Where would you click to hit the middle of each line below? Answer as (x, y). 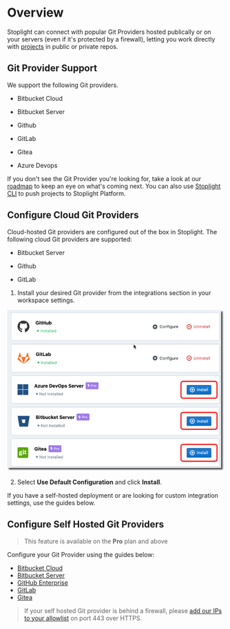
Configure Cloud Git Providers (73, 215)
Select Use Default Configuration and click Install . (89, 482)
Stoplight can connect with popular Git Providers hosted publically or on (109, 32)
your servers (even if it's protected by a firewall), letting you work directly (111, 39)
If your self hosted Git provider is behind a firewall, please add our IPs (123, 610)
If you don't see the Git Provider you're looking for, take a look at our (104, 178)
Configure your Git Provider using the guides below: (81, 554)
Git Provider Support (52, 68)
